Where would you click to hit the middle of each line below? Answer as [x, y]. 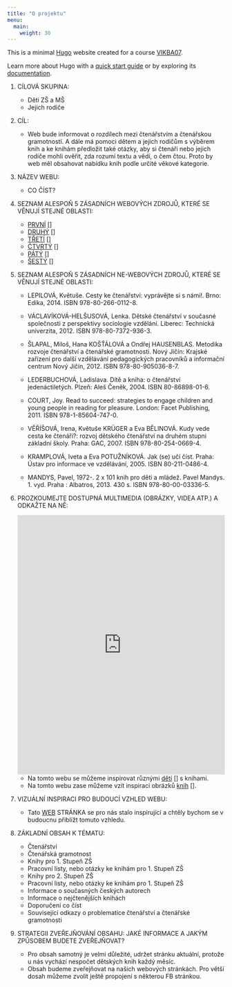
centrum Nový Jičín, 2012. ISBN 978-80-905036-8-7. [103, 367]
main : [21, 26]
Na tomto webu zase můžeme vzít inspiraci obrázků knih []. [112, 786]
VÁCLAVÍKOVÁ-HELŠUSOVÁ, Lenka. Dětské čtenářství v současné [122, 316]
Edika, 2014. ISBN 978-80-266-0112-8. [83, 303]
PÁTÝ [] [38, 254]
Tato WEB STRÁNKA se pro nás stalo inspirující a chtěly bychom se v [125, 813]
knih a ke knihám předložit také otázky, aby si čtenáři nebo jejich [119, 149]
